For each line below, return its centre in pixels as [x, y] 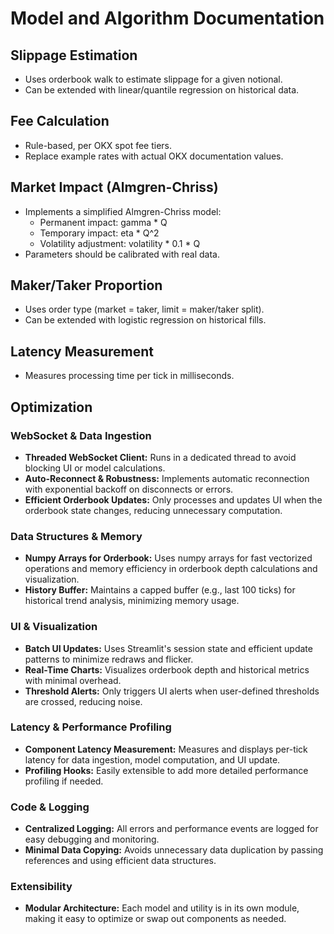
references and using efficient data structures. [120, 861]
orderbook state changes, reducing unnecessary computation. [153, 510]
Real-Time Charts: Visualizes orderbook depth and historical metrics [167, 669]
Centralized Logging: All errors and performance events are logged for [171, 829]
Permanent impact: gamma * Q [103, 222]
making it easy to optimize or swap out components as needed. [155, 919]
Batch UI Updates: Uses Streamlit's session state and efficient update [168, 648]
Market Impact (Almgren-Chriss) [114, 187]
